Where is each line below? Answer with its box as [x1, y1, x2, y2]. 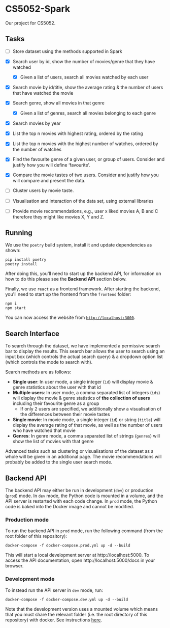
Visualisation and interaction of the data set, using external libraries [12, 198, 154, 204]
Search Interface [5, 329, 60, 338]
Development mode [5, 576, 55, 583]
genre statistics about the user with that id [12, 384, 101, 390]
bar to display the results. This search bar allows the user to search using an [5, 348, 165, 354]
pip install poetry [5, 257, 47, 262]
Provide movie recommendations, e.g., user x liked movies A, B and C [12, 208, 158, 214]
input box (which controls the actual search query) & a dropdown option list [5, 353, 163, 360]
